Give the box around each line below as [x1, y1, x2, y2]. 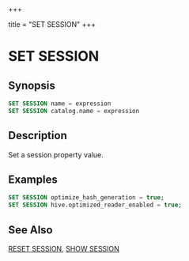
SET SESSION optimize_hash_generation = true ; [8, 194, 164, 202]
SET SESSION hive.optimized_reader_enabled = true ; [8, 201, 182, 210]
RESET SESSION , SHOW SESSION [8, 244, 120, 253]
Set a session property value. [8, 149, 104, 159]
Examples [8, 172, 58, 186]
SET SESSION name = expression [8, 100, 112, 108]
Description [8, 129, 67, 142]
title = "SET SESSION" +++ [8, 20, 96, 28]
